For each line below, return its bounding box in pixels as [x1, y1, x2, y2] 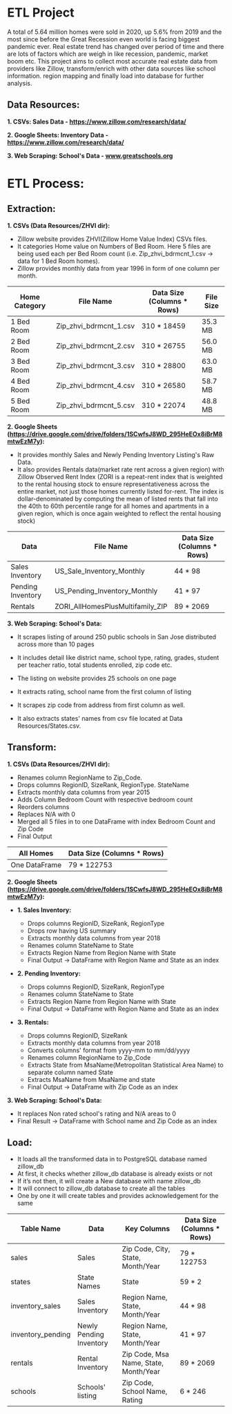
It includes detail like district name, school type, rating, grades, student [17, 653, 220, 661]
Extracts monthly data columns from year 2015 [17, 788, 151, 796]
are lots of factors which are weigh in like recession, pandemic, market [7, 50, 209, 58]
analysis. [7, 79, 32, 87]
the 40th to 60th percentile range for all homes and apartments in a [17, 502, 209, 510]
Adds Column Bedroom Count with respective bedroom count [17, 795, 193, 804]
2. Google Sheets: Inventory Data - [7, 130, 109, 139]
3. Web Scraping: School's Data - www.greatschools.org [7, 151, 173, 159]
